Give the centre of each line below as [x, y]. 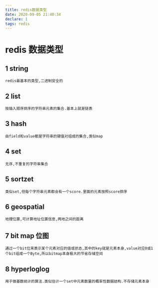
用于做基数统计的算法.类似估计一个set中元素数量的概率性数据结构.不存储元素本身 [77, 281]
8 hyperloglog [27, 269]
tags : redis [17, 24]
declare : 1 [16, 19]
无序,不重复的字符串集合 [27, 164]
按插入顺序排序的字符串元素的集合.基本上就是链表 [49, 109]
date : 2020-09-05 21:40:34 [33, 14]
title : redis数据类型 [26, 10]
